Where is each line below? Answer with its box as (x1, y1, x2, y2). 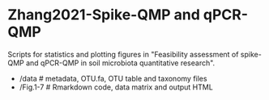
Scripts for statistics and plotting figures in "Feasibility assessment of (7, 49, 239, 59)
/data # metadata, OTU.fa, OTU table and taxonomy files (19, 73, 207, 83)
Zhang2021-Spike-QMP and (7, 6, 200, 24)
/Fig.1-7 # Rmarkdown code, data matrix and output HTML (19, 82, 214, 92)
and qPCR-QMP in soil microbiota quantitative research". (26, 58, 216, 68)
